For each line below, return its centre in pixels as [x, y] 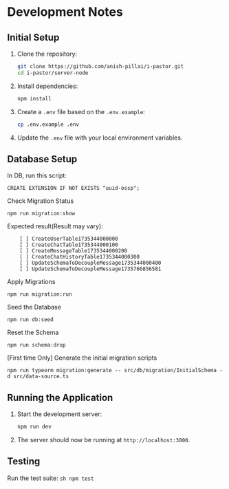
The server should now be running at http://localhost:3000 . [103, 440]
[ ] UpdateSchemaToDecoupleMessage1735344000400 [90, 263]
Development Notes [65, 12]
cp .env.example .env [48, 124]
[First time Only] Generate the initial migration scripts [82, 358]
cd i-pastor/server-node [53, 73]
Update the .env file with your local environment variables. [100, 138]
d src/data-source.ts [38, 377]
